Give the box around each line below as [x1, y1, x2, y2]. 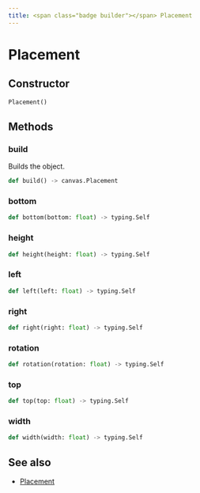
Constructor [8, 77, 70, 91]
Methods [8, 119, 54, 133]
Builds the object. [8, 161, 66, 171]
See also [8, 456, 51, 469]
